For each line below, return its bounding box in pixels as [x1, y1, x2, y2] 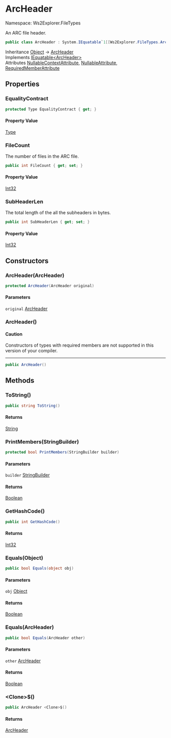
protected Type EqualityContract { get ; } [5, 106, 97, 112]
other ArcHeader [5, 658, 41, 664]
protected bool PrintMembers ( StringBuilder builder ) [5, 450, 120, 455]
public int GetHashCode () [5, 519, 60, 524]
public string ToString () [5, 403, 60, 408]
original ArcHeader [5, 306, 48, 312]
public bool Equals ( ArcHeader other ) [5, 635, 85, 640]
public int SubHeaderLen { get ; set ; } [5, 219, 90, 224]
